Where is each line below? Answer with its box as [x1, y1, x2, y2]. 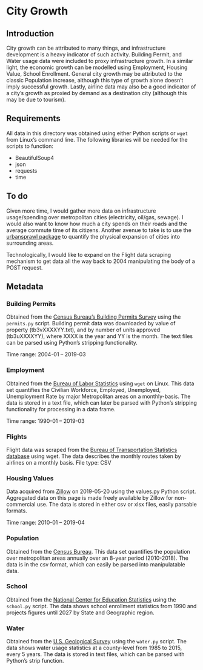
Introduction [6, 28, 55, 39]
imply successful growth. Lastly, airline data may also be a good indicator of [6, 83, 196, 90]
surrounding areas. [6, 239, 54, 247]
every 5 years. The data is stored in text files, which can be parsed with [6, 651, 185, 658]
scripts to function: [6, 142, 53, 150]
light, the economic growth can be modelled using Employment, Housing [6, 64, 188, 71]
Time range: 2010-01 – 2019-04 [6, 519, 85, 526]
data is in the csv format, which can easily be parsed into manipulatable [6, 560, 185, 568]
